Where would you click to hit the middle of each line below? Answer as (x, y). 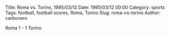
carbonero (16, 18)
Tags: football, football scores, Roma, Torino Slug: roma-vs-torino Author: (83, 13)
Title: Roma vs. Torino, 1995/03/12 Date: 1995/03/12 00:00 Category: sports (85, 7)
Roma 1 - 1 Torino (24, 28)
